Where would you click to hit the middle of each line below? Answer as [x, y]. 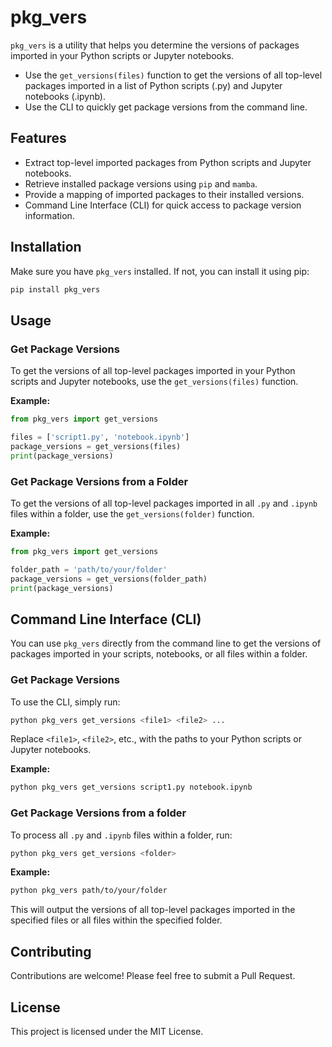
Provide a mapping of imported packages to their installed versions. [164, 194]
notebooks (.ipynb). [65, 96]
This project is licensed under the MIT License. [107, 1031]
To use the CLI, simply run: [65, 702]
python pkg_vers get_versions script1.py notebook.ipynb [131, 787]
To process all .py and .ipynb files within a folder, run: [121, 835]
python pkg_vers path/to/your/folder [89, 891]
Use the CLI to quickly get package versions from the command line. [166, 107]
